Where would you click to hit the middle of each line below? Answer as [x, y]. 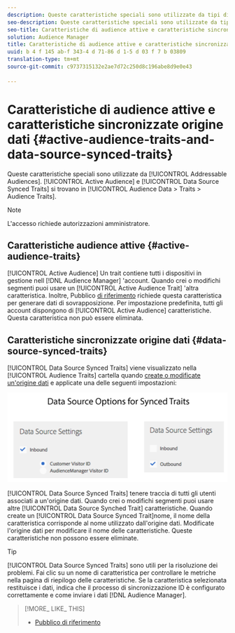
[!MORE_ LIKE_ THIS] [55, 609]
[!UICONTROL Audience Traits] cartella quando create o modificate [104, 375]
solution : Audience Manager [48, 37]
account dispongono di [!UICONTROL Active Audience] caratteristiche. [109, 311]
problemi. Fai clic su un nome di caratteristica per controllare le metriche [112, 573]
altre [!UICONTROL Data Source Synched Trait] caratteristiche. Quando [110, 508]
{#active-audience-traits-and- [123, 139]
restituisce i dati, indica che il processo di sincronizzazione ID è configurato [116, 588]
